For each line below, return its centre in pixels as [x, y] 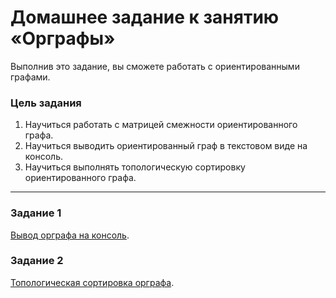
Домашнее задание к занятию [145, 17]
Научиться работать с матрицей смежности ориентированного [161, 125]
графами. [30, 77]
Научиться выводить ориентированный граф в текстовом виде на [166, 146]
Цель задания [46, 103]
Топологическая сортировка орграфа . [92, 282]
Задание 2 [37, 261]
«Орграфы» [63, 38]
